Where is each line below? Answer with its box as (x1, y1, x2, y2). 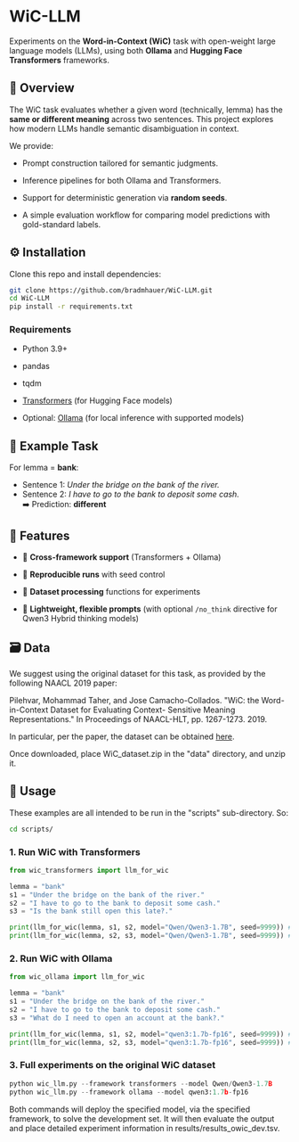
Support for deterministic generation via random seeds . (21, 192, 228, 202)
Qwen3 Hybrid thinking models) (21, 613, 140, 624)
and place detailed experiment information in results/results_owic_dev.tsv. (9, 1122, 280, 1133)
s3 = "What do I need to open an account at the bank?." (9, 1014, 225, 1023)
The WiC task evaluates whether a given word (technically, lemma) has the (9, 104, 283, 115)
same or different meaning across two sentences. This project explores (9, 113, 274, 124)
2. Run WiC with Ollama (9, 952, 113, 965)
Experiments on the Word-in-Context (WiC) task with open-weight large (9, 36, 276, 46)
